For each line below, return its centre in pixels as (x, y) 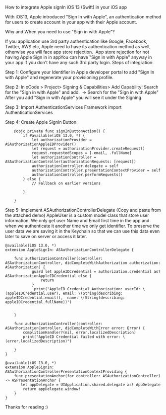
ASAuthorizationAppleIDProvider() (41, 144)
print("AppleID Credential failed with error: (72, 337)
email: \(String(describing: (93, 293)
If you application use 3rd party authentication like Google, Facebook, (76, 41)
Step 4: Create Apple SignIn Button (41, 122)
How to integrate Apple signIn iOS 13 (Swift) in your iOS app (66, 7)
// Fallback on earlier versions (66, 183)
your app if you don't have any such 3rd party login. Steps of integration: (79, 62)
